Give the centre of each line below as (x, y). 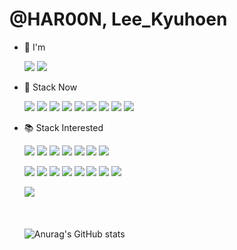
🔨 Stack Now (50, 87)
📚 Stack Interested (63, 127)
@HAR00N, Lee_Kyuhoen (118, 19)
